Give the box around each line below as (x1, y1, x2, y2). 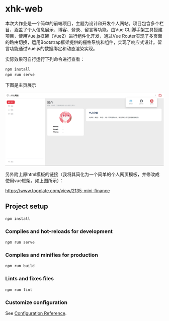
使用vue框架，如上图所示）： (5, 177, 64, 184)
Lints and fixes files (5, 275, 54, 282)
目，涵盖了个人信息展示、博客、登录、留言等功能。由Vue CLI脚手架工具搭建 (5, 26, 162, 33)
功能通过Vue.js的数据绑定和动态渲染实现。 (9, 45, 98, 51)
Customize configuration (5, 299, 68, 306)
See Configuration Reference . (5, 310, 67, 316)
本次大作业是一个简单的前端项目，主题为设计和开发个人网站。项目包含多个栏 (5, 20, 164, 26)
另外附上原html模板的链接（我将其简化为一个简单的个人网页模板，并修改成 (5, 171, 160, 177)
